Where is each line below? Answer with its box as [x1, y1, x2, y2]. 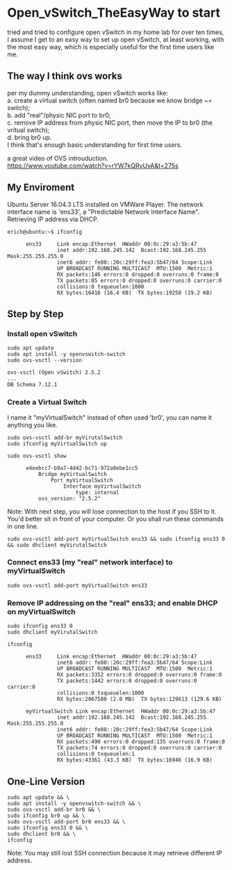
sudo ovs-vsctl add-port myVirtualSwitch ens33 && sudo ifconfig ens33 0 [7, 535, 226, 542]
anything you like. [7, 420, 58, 429]
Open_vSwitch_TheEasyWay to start [7, 5, 221, 21]
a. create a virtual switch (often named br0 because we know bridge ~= [7, 96, 213, 104]
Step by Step [7, 308, 64, 319]
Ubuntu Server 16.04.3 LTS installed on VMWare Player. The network [7, 200, 204, 208]
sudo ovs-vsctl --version [7, 357, 82, 364]
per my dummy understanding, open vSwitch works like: [7, 88, 169, 97]
